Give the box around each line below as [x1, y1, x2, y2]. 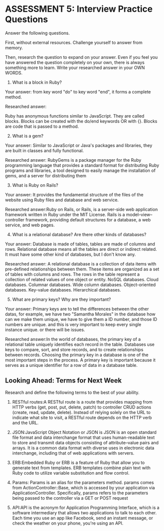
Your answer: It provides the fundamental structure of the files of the [5, 192, 143, 197]
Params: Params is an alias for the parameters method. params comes [12, 479, 154, 485]
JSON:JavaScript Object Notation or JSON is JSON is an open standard [12, 429, 157, 435]
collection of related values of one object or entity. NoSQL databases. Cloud [5, 276, 159, 282]
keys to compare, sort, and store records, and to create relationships [5, 346, 143, 352]
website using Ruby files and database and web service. [5, 197, 119, 203]
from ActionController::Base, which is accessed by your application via [12, 484, 155, 490]
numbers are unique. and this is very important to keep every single [5, 321, 141, 327]
